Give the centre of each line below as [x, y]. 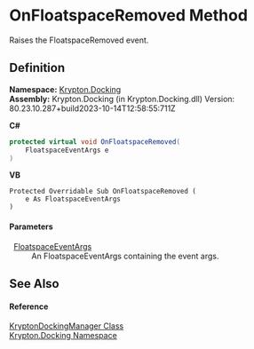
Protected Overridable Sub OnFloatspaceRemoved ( [103, 192]
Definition [37, 68]
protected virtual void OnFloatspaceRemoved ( [95, 142]
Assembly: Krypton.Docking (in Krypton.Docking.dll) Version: [122, 99]
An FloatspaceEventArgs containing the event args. [125, 256]
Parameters [31, 226]
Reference [29, 306]
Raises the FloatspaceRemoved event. [79, 40]
